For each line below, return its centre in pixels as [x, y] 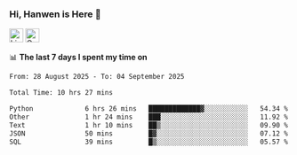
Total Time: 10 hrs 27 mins [61, 93]
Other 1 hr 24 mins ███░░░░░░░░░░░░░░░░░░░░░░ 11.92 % [149, 117]
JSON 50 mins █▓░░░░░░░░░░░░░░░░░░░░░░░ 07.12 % [149, 133]
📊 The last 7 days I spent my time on [79, 58]
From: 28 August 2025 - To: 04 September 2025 [97, 77]
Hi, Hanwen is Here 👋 [55, 14]
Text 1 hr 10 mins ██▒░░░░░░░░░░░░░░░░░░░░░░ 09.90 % [149, 125]
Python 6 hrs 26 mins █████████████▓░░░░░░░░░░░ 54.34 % [149, 109]
